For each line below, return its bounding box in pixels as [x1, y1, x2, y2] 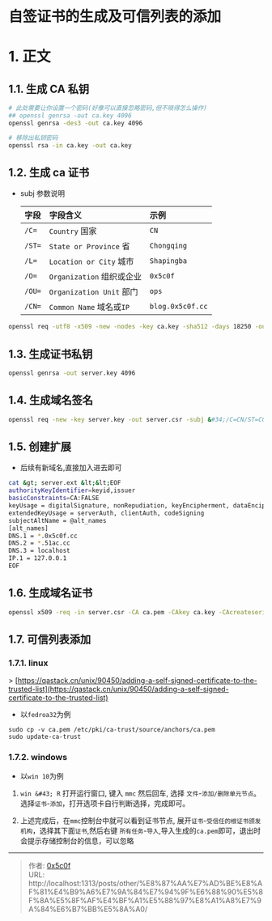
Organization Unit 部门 [49, 286, 138, 298]
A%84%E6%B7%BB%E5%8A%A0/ [28, 904, 148, 914]
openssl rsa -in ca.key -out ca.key [8, 141, 132, 150]
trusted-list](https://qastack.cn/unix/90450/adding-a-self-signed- [8, 685, 229, 694]
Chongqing [149, 241, 188, 251]
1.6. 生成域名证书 [8, 586, 93, 600]
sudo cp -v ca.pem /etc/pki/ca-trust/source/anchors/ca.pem [8, 726, 216, 734]
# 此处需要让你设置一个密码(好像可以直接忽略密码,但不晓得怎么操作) [8, 104, 208, 112]
